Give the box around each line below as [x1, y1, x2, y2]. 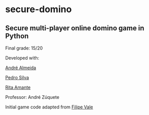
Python [5, 31, 29, 40]
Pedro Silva [5, 74, 29, 81]
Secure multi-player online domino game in [5, 24, 144, 32]
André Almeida [5, 65, 36, 70]
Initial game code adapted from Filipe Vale [5, 104, 93, 110]
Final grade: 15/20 [5, 45, 43, 51]
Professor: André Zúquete [5, 94, 60, 100]
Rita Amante [5, 85, 31, 90]
